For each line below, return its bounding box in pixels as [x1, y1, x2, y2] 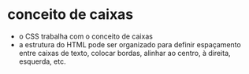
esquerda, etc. [18, 57, 66, 66]
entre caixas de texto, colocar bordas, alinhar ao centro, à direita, [18, 48, 231, 57]
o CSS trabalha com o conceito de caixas [18, 31, 153, 41]
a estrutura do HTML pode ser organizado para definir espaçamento [18, 39, 241, 49]
